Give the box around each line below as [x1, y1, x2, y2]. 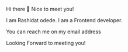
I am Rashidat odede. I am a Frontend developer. [6, 17, 123, 23]
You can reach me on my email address [6, 28, 101, 35]
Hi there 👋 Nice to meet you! [6, 6, 74, 12]
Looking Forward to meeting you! [6, 40, 86, 46]
